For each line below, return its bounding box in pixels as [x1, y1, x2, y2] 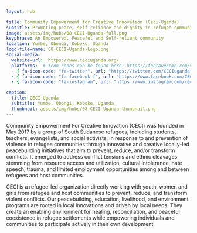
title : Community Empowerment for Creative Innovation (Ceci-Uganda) [6, 19, 180, 25]
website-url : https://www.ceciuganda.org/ [11, 57, 119, 63]
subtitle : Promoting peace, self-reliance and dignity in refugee [6, 25, 172, 30]
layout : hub [6, 8, 35, 15]
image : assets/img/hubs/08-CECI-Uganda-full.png [6, 30, 127, 36]
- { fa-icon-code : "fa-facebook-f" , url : [11, 74, 114, 80]
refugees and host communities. [6, 172, 84, 179]
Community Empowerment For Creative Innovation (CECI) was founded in [6, 122, 184, 129]
